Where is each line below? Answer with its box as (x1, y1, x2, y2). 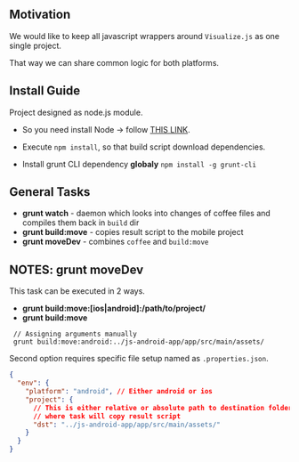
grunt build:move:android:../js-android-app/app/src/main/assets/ (12, 337, 265, 346)
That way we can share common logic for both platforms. (9, 57, 220, 68)
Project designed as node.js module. (9, 107, 143, 118)
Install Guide (9, 84, 81, 99)
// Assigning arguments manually (12, 329, 138, 339)
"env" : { (17, 378, 50, 388)
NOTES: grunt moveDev (9, 262, 144, 277)
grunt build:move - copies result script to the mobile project (21, 227, 244, 238)
